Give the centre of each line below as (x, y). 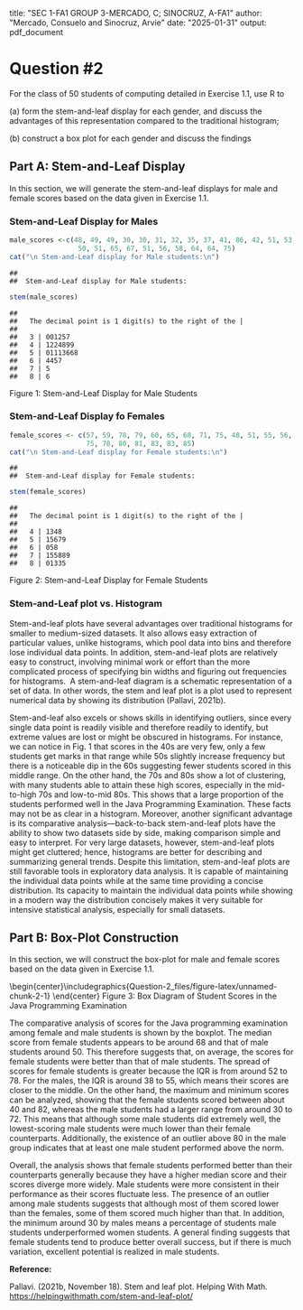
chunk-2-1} (30, 996)
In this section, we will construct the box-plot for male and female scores (145, 960)
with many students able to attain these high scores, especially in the (138, 785)
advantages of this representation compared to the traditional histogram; (144, 120)
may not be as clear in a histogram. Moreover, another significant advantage (151, 813)
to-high (23, 794)
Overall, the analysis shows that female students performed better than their (151, 1166)
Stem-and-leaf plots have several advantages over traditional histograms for (151, 623)
